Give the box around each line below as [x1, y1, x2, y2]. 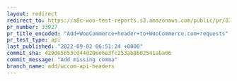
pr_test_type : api [6, 37, 61, 44]
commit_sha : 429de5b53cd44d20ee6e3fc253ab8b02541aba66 [6, 50, 172, 57]
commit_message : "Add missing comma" [6, 56, 118, 63]
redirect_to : [6, 17, 45, 24]
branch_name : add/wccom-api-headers [6, 63, 115, 70]
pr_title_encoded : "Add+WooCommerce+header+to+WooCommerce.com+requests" [6, 30, 229, 37]
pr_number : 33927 [6, 23, 58, 30]
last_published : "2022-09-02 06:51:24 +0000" [6, 43, 143, 50]
